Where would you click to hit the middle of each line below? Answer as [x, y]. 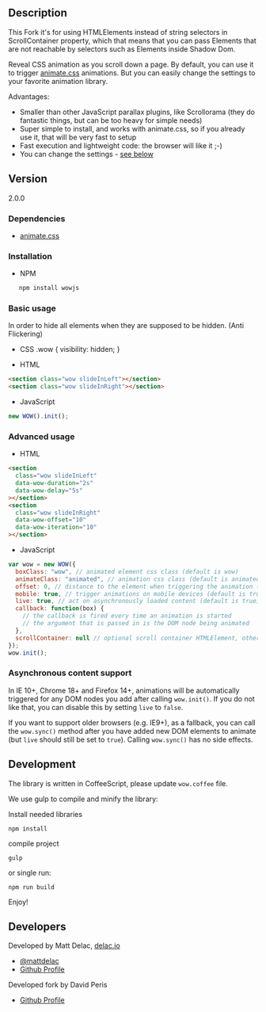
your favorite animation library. [58, 81]
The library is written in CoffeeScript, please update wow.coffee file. [118, 783]
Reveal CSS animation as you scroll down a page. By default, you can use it [131, 64]
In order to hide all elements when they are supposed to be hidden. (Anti [126, 326]
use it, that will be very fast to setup [78, 137]
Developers [37, 926]
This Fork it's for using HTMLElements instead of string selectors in [118, 32]
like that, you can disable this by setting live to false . [96, 707]
